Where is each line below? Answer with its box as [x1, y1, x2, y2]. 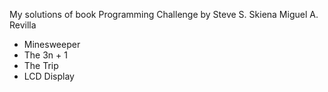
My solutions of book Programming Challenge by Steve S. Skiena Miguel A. [9, 9, 319, 20]
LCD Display [23, 70, 75, 82]
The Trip [23, 60, 59, 71]
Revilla [9, 19, 37, 31]
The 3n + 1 [23, 49, 68, 61]
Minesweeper [23, 39, 81, 50]
